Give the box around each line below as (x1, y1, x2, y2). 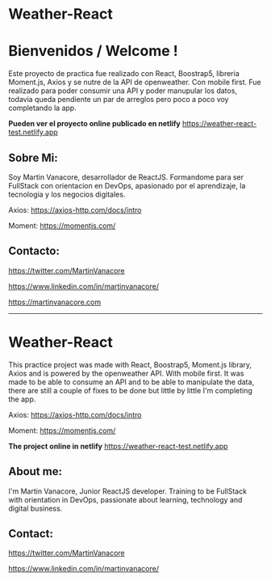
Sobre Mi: (8, 151, 58, 164)
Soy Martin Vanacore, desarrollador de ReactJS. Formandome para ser (8, 172, 244, 182)
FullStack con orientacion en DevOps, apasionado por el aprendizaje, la (8, 180, 246, 190)
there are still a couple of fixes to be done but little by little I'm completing (8, 385, 252, 395)
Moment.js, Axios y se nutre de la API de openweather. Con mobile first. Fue (8, 78, 262, 87)
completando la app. (8, 103, 77, 113)
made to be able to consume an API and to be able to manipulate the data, (8, 377, 255, 387)
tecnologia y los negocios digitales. (8, 189, 126, 199)
